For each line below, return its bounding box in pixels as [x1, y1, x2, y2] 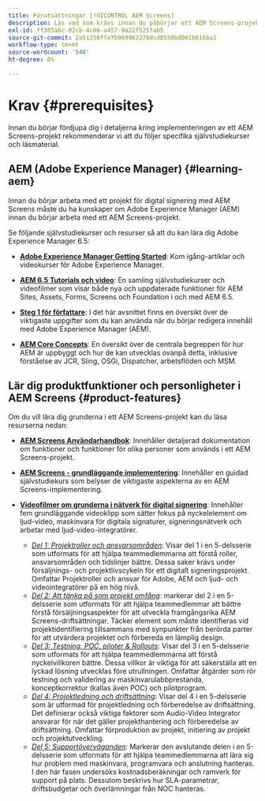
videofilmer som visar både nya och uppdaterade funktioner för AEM [19, 284, 243, 293]
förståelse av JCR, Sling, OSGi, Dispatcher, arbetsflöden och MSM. [19, 356, 237, 366]
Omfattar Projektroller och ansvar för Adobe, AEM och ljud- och [31, 574, 239, 584]
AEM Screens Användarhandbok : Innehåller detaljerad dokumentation [19, 436, 251, 446]
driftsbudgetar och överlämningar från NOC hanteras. [31, 784, 206, 794]
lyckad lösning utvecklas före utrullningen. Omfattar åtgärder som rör [31, 667, 256, 676]
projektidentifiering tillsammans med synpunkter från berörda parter [31, 625, 253, 634]
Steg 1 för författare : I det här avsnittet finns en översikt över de [19, 307, 229, 317]
